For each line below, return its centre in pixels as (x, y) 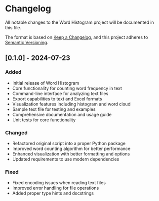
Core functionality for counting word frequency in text (67, 88)
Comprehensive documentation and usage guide (62, 114)
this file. (13, 27)
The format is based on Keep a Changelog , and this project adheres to (77, 37)
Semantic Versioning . (27, 42)
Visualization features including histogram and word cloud (71, 104)
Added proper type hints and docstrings (53, 193)
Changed (17, 133)
